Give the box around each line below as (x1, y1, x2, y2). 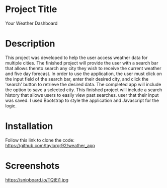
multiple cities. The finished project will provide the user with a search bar (5, 59, 158, 66)
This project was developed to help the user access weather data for (5, 54, 148, 60)
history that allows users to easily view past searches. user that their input (5, 92, 159, 98)
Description (5, 38, 55, 49)
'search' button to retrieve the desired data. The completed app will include (5, 81, 161, 87)
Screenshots (5, 160, 60, 171)
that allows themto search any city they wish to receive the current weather (5, 65, 162, 71)
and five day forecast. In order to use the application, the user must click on (5, 71, 162, 77)
